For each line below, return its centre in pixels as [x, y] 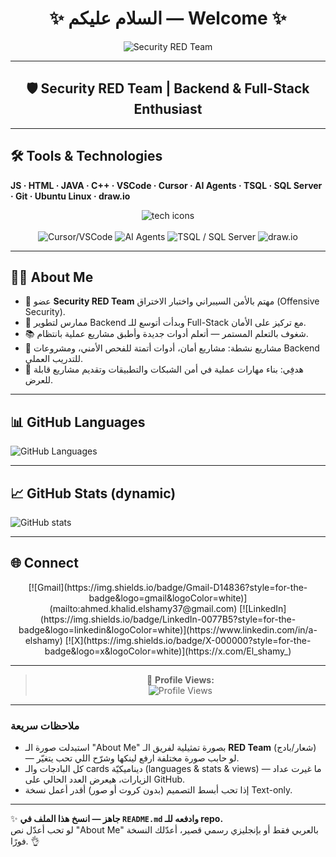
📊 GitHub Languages [78, 422]
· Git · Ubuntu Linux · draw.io [70, 196]
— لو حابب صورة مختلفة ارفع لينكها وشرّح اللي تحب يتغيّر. [132, 758]
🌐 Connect [44, 563]
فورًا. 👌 [25, 841]
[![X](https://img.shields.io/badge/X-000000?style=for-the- [188, 640]
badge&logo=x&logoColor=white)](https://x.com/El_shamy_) [168, 651]
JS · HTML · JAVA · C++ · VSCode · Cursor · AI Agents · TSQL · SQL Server [166, 185]
